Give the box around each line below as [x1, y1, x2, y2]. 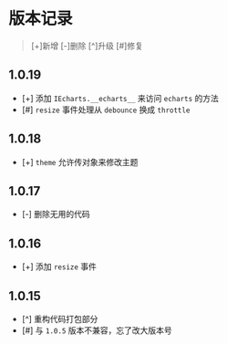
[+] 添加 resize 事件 [21, 261, 98, 272]
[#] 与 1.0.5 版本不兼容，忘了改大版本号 [21, 325, 172, 336]
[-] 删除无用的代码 [21, 209, 90, 220]
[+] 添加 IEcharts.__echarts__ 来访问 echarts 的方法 [21, 92, 220, 103]
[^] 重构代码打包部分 [21, 314, 98, 324]
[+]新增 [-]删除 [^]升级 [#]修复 [30, 40, 143, 51]
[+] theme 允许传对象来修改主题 [21, 156, 139, 167]
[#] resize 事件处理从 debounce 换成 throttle [21, 104, 191, 115]
